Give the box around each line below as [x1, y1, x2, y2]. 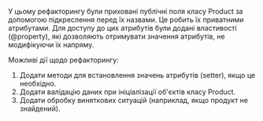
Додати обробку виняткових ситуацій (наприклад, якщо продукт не [19, 96, 249, 104]
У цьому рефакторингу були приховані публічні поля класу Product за [8, 7, 243, 16]
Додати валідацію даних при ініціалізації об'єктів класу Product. [19, 87, 236, 97]
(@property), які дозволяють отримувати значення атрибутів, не [8, 31, 226, 41]
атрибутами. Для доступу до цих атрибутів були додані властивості [8, 24, 238, 32]
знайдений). [19, 104, 61, 113]
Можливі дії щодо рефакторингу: [8, 55, 120, 64]
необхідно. [19, 79, 57, 88]
